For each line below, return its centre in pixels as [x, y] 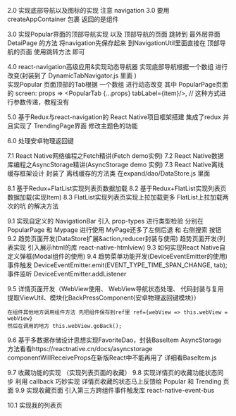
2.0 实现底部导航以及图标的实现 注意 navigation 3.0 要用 [88, 10]
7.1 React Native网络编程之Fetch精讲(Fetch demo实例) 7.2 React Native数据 [116, 156]
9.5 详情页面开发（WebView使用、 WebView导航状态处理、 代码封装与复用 [116, 289]
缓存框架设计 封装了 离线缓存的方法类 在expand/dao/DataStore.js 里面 [108, 173]
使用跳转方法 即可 [59, 52]
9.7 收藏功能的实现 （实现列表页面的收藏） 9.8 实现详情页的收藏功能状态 [112, 373]
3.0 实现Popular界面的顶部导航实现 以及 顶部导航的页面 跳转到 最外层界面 [114, 34]
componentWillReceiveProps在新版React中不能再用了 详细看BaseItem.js [112, 357]
